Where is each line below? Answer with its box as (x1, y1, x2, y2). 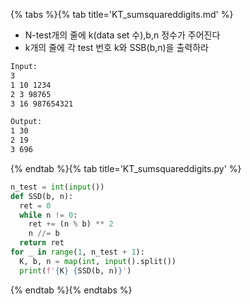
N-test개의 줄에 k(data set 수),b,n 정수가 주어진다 (24, 29, 221, 41)
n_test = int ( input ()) (10, 182, 105, 192)
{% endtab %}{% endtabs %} (10, 284, 133, 296)
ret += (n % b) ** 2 (28, 219, 114, 229)
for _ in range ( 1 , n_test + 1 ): (10, 247, 145, 257)
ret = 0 (19, 200, 52, 211)
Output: (10, 117, 43, 127)
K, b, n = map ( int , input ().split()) (19, 256, 177, 266)
